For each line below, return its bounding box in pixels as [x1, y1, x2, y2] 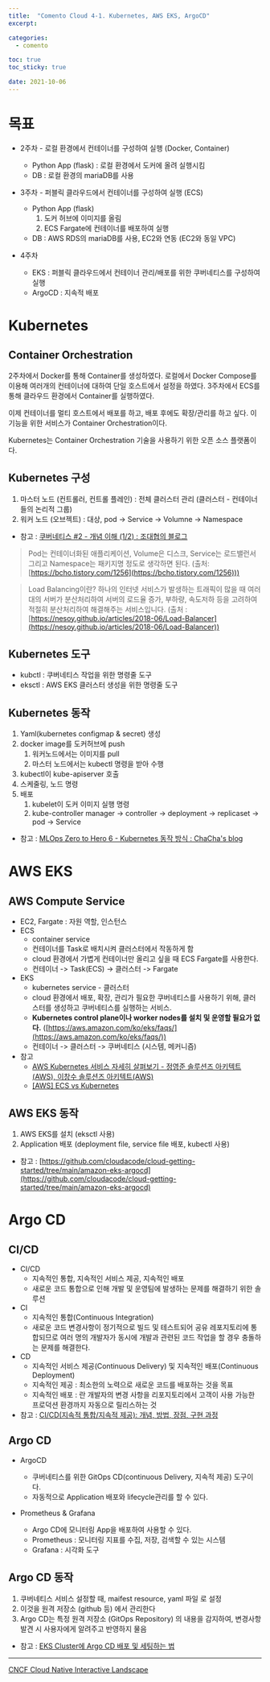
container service [31, 934, 91, 944]
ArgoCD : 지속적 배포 [31, 288, 99, 297]
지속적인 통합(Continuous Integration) [31, 1312, 154, 1322]
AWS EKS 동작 [8, 1106, 79, 1120]
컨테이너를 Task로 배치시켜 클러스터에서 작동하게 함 [31, 944, 194, 954]
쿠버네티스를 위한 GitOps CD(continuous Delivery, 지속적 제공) [31, 1472, 232, 1481]
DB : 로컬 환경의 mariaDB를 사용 [31, 170, 134, 180]
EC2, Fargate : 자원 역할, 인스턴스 [19, 917, 127, 926]
